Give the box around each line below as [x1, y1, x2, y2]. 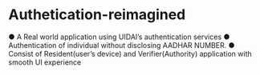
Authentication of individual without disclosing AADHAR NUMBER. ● [8, 40, 235, 49]
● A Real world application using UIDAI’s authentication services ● [8, 32, 230, 41]
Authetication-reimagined [8, 6, 186, 24]
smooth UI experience [8, 57, 82, 67]
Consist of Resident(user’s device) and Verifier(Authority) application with [8, 49, 253, 58]
